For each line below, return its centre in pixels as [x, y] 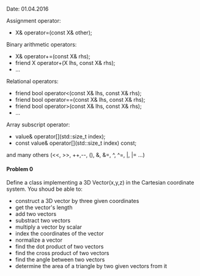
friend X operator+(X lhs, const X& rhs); [65, 63]
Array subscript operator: [38, 125]
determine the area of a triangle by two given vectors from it [91, 266]
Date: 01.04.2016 [28, 9]
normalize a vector [39, 240]
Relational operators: [32, 81]
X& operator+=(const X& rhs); [53, 56]
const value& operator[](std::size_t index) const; [76, 143]
